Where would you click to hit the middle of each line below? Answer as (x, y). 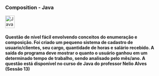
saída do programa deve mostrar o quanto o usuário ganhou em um (76, 53)
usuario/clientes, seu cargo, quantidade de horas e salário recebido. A (80, 47)
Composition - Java (29, 7)
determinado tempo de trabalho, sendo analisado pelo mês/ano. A (75, 58)
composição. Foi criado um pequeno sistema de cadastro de (69, 42)
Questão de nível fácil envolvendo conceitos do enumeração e (71, 37)
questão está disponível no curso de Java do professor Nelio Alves (76, 63)
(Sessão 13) (17, 68)
